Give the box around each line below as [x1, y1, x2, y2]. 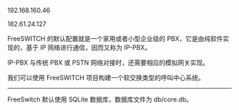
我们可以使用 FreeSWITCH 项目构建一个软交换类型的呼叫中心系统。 [7, 74, 205, 82]
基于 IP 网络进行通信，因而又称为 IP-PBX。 [26, 43, 152, 52]
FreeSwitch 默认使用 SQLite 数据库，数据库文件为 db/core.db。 [7, 95, 193, 104]
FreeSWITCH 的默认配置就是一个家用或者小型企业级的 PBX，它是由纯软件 [7, 35, 223, 43]
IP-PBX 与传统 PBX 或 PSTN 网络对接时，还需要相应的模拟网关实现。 [7, 58, 209, 67]
